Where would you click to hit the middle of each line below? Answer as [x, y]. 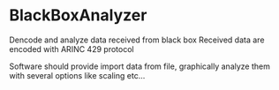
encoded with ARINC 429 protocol [72, 49]
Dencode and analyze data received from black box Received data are [137, 40]
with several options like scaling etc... [77, 75]
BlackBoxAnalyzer [78, 15]
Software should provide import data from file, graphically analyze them [140, 66]
